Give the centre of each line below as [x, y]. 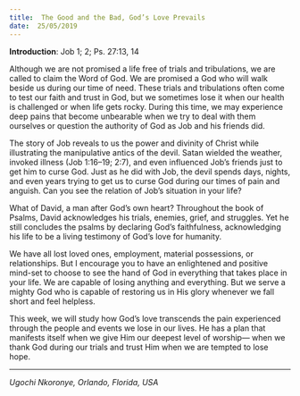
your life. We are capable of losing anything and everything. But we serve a [147, 282]
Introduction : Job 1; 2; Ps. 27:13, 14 [75, 51]
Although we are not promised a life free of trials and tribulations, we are [142, 69]
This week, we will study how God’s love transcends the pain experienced [145, 318]
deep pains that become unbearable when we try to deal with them [133, 116]
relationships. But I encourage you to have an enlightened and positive [139, 263]
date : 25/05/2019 [43, 26]
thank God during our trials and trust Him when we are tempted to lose [139, 347]
